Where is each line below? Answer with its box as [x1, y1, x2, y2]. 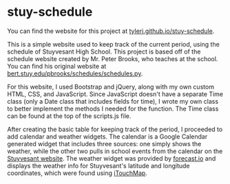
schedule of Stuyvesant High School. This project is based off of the [7, 47, 201, 56]
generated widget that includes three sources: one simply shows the [7, 139, 202, 148]
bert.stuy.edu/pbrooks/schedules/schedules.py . [7, 69, 143, 78]
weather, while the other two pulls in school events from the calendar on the [7, 147, 223, 155]
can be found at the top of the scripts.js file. [7, 111, 132, 120]
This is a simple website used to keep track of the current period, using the [7, 40, 220, 48]
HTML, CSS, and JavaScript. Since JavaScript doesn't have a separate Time [7, 90, 224, 98]
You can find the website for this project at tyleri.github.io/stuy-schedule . [7, 27, 215, 35]
